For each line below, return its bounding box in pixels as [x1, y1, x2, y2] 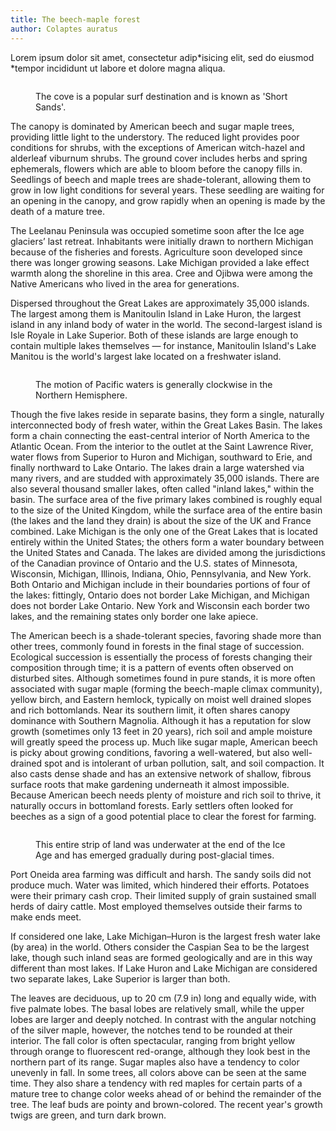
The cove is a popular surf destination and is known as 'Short [35, 90, 288, 102]
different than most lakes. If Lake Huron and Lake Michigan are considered [10, 962, 318, 974]
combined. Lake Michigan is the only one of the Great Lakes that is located [10, 525, 318, 537]
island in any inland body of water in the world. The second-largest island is [10, 318, 323, 330]
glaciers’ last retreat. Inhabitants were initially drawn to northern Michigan [10, 235, 314, 247]
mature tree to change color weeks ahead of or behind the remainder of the [10, 1087, 322, 1100]
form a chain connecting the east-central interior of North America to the [10, 429, 311, 441]
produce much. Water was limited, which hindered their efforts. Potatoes [10, 879, 310, 891]
